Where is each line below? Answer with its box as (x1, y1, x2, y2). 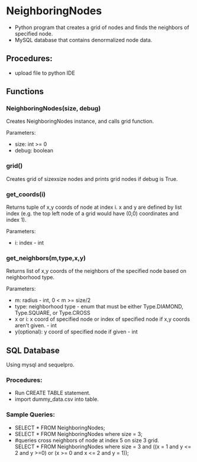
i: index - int (14, 239, 44, 247)
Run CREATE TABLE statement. (14, 390, 91, 397)
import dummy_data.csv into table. (14, 396, 99, 403)
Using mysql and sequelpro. (6, 361, 75, 368)
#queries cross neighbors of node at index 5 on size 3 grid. (14, 436, 160, 444)
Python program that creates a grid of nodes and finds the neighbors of (14, 24, 189, 31)
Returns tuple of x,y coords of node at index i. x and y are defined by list (6, 203, 182, 211)
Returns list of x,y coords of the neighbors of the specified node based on (6, 267, 186, 275)
